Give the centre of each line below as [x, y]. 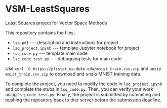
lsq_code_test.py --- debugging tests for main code [67, 58]
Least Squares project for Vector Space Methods [56, 23]
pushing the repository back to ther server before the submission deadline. [83, 100]
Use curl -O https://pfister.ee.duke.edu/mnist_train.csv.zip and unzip [83, 68]
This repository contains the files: [40, 32]
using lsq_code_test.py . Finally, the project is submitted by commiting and [83, 94]
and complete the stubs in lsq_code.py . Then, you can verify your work [79, 89]
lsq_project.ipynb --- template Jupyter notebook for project [76, 48]
